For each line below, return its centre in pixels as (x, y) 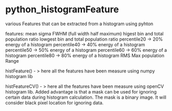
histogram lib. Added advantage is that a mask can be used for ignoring (81, 91)
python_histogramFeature (62, 10)
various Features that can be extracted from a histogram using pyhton (79, 24)
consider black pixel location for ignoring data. (54, 103)
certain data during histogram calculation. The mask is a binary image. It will (86, 97)
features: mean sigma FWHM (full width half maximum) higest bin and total (84, 33)
